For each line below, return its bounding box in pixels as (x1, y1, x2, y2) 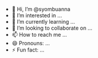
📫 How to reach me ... (11, 31, 67, 38)
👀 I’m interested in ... (11, 12, 62, 19)
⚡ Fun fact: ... (11, 46, 45, 53)
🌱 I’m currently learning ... (11, 18, 75, 25)
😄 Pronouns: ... (11, 40, 50, 47)
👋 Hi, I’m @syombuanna (11, 6, 71, 12)
